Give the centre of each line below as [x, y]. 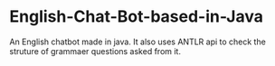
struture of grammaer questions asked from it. [95, 51]
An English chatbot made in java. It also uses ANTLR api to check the [138, 42]
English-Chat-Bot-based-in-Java [137, 17]
